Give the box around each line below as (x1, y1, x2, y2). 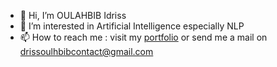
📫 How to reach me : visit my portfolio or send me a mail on (19, 31, 268, 43)
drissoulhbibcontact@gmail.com (19, 46, 154, 57)
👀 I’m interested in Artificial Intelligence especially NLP (19, 20, 245, 32)
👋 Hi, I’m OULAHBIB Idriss (19, 10, 127, 21)
